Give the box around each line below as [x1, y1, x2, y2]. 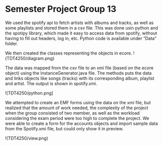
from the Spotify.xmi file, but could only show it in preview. [5, 125, 124, 131]
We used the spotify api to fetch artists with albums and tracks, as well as [5, 20, 154, 26]
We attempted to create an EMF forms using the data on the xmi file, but [5, 99, 151, 105]
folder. [5, 40, 18, 46]
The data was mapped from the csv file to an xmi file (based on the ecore [5, 65, 154, 71]
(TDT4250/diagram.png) [5, 55, 55, 61]
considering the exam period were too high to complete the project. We [5, 115, 150, 121]
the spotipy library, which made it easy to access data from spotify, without [5, 30, 157, 36]
